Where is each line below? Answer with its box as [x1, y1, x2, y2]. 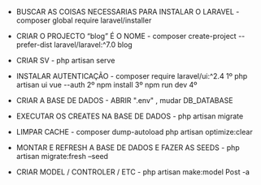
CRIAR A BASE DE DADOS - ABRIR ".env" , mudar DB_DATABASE [15, 96, 233, 105]
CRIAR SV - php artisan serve [15, 56, 115, 65]
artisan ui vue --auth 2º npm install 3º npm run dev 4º [15, 80, 198, 89]
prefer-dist [15, 40, 53, 49]
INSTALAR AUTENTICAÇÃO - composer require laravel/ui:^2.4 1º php [15, 71, 248, 80]
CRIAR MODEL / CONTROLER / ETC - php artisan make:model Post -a [15, 167, 250, 177]
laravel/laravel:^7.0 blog [54, 40, 133, 49]
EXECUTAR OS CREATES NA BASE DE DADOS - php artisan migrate [15, 111, 244, 121]
